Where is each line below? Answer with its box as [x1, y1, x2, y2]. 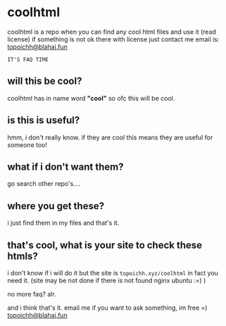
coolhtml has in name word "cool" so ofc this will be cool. [7, 94, 175, 102]
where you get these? [7, 200, 104, 212]
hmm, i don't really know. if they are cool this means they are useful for [7, 133, 213, 142]
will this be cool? [7, 75, 82, 87]
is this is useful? [7, 114, 80, 127]
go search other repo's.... [7, 180, 81, 188]
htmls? [7, 250, 39, 262]
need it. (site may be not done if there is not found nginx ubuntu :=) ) [7, 276, 206, 284]
